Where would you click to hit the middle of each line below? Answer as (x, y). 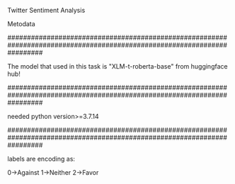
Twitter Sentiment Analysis (46, 10)
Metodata (21, 24)
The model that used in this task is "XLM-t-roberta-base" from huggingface (117, 66)
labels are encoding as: (41, 159)
